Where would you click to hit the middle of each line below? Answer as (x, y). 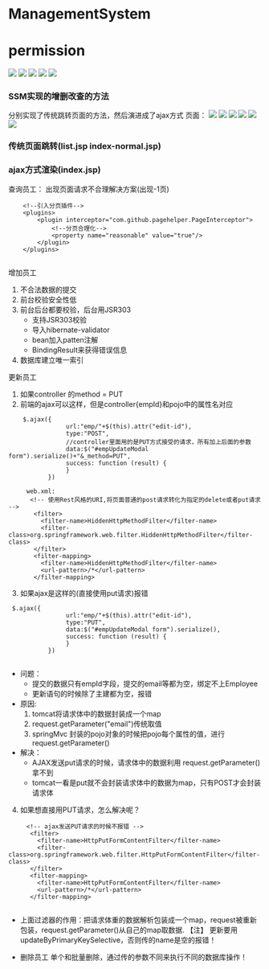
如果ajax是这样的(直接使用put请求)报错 (84, 593)
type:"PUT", (86, 622)
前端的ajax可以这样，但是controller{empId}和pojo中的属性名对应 (126, 404)
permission (47, 51)
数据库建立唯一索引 (52, 359)
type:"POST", (88, 433)
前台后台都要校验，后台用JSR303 (75, 310)
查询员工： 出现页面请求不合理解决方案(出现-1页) (89, 189)
